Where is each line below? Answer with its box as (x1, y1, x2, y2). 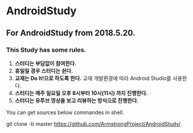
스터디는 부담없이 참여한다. (14, 59, 77, 66)
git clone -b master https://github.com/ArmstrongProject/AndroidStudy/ (6, 120, 181, 127)
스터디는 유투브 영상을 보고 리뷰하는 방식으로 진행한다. (14, 97, 139, 104)
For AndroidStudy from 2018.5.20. (6, 28, 136, 38)
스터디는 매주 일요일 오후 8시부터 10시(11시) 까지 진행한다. (14, 89, 148, 96)
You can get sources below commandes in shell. (6, 109, 124, 116)
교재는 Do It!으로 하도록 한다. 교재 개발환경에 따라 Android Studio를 (14, 74, 172, 81)
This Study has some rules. (6, 46, 86, 54)
